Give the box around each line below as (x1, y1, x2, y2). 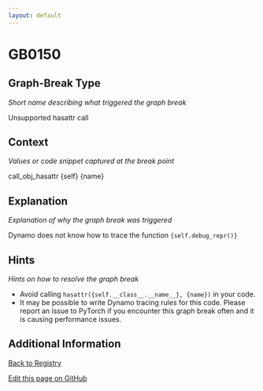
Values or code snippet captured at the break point (8, 157, 175, 166)
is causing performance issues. (19, 315, 122, 324)
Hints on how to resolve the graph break (8, 275, 139, 284)
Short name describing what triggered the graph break (8, 98, 187, 107)
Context (8, 135, 49, 149)
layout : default (8, 11, 61, 20)
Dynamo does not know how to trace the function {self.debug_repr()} (8, 231, 238, 240)
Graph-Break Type (8, 76, 101, 90)
